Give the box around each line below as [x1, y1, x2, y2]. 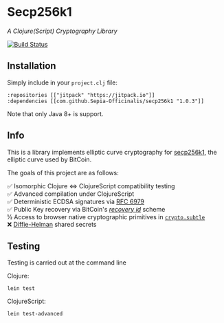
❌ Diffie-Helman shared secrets [7, 220, 98, 228]
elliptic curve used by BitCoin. [7, 155, 92, 164]
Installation [7, 60, 56, 72]
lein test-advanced [7, 311, 63, 318]
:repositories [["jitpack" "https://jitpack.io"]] [7, 91, 155, 98]
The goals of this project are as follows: [7, 168, 119, 177]
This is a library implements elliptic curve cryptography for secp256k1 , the [7, 148, 218, 156]
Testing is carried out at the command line [7, 258, 127, 267]
